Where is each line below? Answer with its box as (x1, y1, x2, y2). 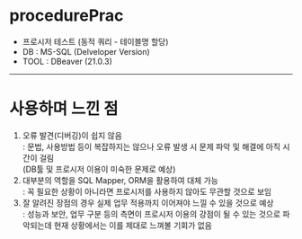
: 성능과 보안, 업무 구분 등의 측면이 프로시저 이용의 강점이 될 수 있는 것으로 (22, 208, 281, 219)
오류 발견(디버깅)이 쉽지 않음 (22, 129, 123, 140)
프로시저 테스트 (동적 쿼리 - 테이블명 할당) (22, 36, 169, 47)
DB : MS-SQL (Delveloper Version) (22, 46, 150, 57)
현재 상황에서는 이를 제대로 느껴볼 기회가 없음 (53, 219, 213, 230)
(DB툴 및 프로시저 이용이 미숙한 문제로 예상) (22, 164, 176, 174)
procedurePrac (9, 5, 124, 26)
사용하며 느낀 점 (9, 99, 119, 119)
